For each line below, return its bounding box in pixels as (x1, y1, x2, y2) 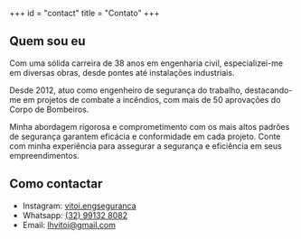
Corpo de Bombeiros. (9, 104, 89, 115)
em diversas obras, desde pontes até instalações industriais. (9, 67, 235, 78)
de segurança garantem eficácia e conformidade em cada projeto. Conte (9, 131, 281, 142)
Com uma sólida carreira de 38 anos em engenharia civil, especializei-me (9, 58, 283, 69)
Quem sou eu (9, 33, 86, 49)
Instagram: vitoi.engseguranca (22, 200, 137, 211)
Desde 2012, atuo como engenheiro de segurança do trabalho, (9, 85, 243, 96)
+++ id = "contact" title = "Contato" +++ (9, 8, 160, 18)
